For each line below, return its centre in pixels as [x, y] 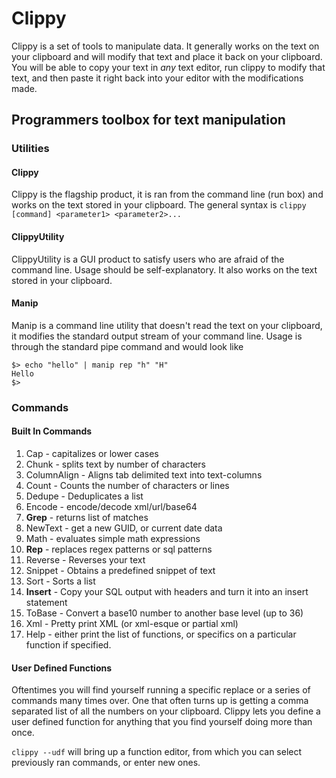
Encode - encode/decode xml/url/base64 [111, 506]
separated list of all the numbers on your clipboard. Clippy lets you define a [166, 711]
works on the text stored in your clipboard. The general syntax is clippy [159, 205]
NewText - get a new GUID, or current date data [124, 528]
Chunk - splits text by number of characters [115, 464]
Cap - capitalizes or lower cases [92, 453]
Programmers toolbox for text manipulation [148, 120]
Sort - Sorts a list [60, 581]
